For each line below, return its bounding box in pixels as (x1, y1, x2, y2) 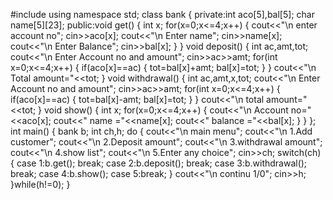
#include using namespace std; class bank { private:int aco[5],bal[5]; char (10, 9, 315, 20)
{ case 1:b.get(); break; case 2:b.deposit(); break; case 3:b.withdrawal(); (10, 157, 308, 169)
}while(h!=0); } (10, 179, 71, 190)
